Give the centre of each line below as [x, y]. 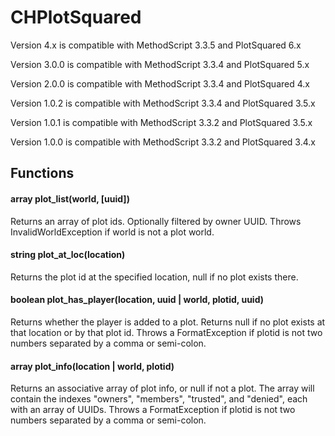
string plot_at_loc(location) [68, 255]
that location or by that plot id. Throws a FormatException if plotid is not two [166, 332]
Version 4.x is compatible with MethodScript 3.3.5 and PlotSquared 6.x [156, 45]
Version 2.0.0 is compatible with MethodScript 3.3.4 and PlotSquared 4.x [160, 83]
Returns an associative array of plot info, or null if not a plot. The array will [162, 388]
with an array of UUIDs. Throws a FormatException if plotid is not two [153, 410]
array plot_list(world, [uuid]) [70, 198]
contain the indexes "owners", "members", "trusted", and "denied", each [159, 399]
